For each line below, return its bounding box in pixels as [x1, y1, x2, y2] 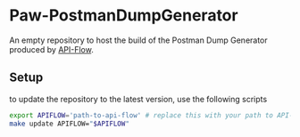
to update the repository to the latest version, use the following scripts [9, 93, 268, 104]
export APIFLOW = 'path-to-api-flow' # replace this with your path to [9, 110, 274, 120]
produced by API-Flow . [9, 44, 94, 54]
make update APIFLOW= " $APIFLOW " [9, 119, 129, 128]
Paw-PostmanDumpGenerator [9, 5, 238, 26]
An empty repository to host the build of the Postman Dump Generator [9, 35, 268, 45]
